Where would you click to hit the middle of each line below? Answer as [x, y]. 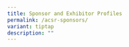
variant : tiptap [31, 26]
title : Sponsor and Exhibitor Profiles [65, 13]
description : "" [31, 33]
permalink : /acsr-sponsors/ [48, 20]
